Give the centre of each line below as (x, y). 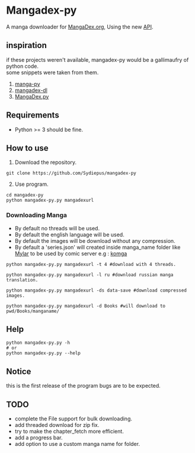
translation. (22, 280)
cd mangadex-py (25, 195)
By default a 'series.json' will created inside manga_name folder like (97, 247)
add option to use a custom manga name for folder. (77, 444)
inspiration (27, 45)
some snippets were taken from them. (52, 72)
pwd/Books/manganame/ (33, 311)
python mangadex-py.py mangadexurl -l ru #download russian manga (90, 275)
